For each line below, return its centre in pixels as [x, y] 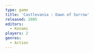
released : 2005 [21, 19]
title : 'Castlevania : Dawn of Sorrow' [48, 15]
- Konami [19, 29]
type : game [17, 10]
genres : [13, 38]
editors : [14, 24]
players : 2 [17, 33]
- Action [19, 43]
